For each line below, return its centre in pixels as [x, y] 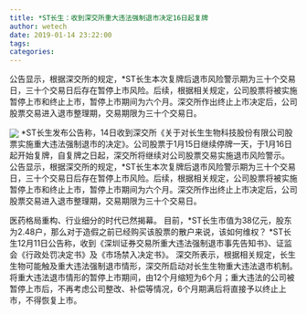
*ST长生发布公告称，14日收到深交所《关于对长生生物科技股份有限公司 [153, 132]
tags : [20, 43]
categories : [32, 52]
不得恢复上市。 [53, 300]
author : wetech [38, 26]
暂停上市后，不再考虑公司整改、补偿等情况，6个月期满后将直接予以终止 [144, 289]
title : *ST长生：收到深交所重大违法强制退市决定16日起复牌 [109, 18]
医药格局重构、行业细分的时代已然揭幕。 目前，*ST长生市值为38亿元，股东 [151, 221]
